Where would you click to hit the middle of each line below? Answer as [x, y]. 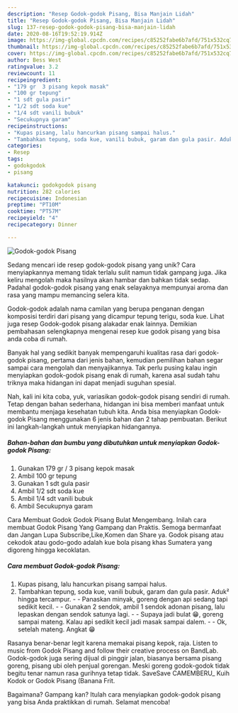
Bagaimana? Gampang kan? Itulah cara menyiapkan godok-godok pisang [114, 694]
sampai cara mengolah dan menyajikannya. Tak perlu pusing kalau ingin [112, 367]
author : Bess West [34, 60]
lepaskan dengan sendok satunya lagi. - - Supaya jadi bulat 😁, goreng [120, 614]
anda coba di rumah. [38, 338]
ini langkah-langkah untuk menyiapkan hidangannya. [84, 426]
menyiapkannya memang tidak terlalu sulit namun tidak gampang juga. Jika [117, 272]
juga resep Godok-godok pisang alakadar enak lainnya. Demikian [102, 324]
